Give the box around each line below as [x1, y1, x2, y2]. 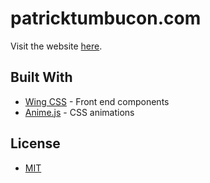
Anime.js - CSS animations [24, 106, 135, 118]
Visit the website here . [10, 40, 103, 52]
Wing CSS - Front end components [24, 95, 170, 107]
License [10, 135, 61, 152]
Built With [10, 69, 73, 86]
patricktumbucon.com [10, 7, 202, 30]
